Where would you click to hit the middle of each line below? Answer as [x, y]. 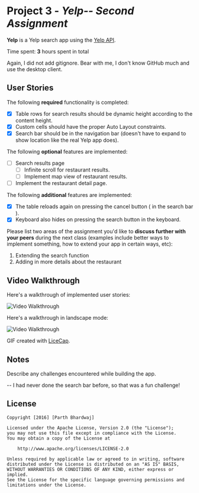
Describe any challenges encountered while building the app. [81, 373]
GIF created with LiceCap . [38, 341]
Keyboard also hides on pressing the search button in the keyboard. [98, 220]
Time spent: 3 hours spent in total [48, 51]
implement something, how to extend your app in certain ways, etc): [90, 244]
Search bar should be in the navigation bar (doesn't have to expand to [100, 133]
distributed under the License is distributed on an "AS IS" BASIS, [93, 464]
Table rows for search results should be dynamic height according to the [104, 113]
